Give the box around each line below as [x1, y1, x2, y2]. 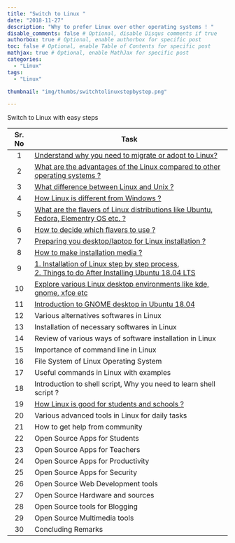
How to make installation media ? [34, 248, 143, 258]
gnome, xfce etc [34, 288, 88, 298]
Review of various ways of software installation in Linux [34, 334, 217, 343]
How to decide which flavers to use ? [34, 225, 156, 235]
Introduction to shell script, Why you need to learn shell [34, 379, 215, 389]
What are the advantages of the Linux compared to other [34, 162, 221, 172]
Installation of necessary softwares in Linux [34, 322, 177, 332]
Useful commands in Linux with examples [34, 368, 171, 378]
